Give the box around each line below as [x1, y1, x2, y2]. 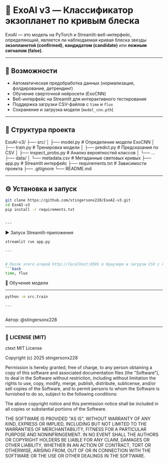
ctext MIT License [5, 345, 42, 351]
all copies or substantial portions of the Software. [5, 406, 106, 412]
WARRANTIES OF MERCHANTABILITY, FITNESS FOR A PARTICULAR [5, 427, 146, 433]
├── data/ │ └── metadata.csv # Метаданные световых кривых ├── [5, 155, 151, 161]
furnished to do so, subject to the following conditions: [5, 391, 117, 397]
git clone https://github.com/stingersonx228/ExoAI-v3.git [5, 198, 131, 203]
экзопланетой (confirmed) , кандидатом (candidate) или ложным [5, 42, 147, 48]
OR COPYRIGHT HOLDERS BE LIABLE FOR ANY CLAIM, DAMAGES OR [5, 437, 150, 443]
